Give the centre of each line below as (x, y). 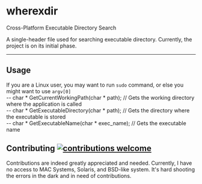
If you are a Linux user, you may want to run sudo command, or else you (95, 85)
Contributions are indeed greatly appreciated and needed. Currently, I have (99, 163)
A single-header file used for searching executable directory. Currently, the (99, 39)
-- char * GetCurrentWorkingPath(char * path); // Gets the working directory (100, 97)
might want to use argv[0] (38, 91)
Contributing (31, 149)
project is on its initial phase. (41, 46)
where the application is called (44, 104)
